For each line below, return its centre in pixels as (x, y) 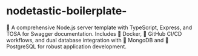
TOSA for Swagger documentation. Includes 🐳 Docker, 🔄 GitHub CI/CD (94, 33)
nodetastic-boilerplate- (67, 11)
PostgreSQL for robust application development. (67, 46)
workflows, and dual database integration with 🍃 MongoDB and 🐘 (87, 40)
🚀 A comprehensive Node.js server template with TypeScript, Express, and (99, 27)
